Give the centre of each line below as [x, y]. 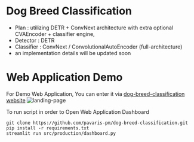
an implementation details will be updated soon [73, 53]
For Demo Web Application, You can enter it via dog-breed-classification [96, 93]
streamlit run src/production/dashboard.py [61, 133]
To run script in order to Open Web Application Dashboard [78, 111]
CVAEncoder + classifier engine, [55, 34]
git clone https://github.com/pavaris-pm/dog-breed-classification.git [97, 123]
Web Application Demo [64, 78]
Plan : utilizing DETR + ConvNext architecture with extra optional [94, 28]
